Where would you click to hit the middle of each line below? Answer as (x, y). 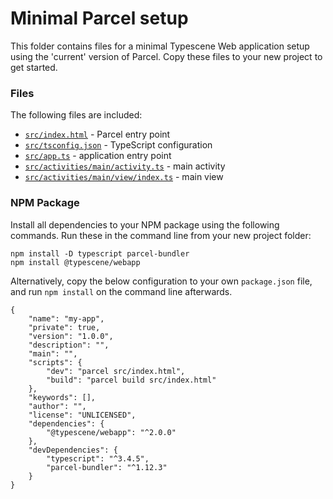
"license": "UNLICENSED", (82, 415)
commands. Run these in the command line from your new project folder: (161, 235)
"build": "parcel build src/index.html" (131, 380)
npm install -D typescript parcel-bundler (100, 253)
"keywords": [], (62, 397)
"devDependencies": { (73, 450)
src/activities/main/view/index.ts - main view (124, 177)
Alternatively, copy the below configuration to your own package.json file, (161, 281)
